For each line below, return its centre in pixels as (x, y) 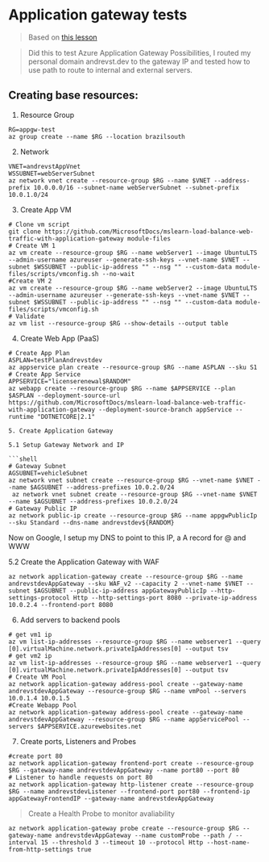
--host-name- (228, 842)
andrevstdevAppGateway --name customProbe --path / (143, 835)
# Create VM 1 (32, 245)
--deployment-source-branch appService (165, 409)
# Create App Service (45, 374)
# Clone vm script (39, 224)
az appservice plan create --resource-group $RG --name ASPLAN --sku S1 (133, 367)
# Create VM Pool (37, 677)
